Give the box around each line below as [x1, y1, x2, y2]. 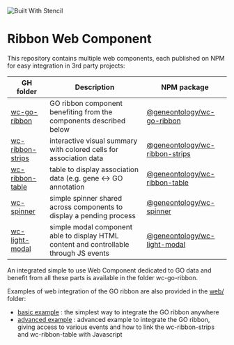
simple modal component [49, 222, 133, 231]
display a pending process [49, 210, 136, 220]
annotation [49, 182, 85, 192]
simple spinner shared [49, 193, 123, 203]
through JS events [49, 248, 110, 258]
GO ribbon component [49, 98, 123, 108]
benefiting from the [49, 107, 113, 116]
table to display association [49, 164, 139, 174]
